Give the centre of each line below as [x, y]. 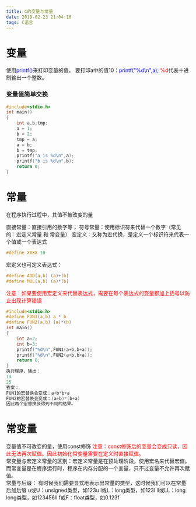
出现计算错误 [26, 300]
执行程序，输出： [24, 371]
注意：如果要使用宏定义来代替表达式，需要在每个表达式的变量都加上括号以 [95, 293]
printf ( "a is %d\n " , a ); [45, 156]
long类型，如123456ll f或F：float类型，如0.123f [63, 498]
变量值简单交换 [27, 94]
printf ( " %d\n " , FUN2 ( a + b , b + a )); [55, 355]
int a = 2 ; [27, 339]
